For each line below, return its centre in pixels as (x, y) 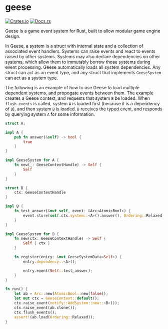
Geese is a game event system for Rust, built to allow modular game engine (83, 31)
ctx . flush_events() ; (35, 312)
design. (13, 36)
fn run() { (16, 289)
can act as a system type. (32, 78)
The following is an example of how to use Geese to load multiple (72, 87)
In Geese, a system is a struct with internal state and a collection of (74, 46)
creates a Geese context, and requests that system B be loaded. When (77, 98)
